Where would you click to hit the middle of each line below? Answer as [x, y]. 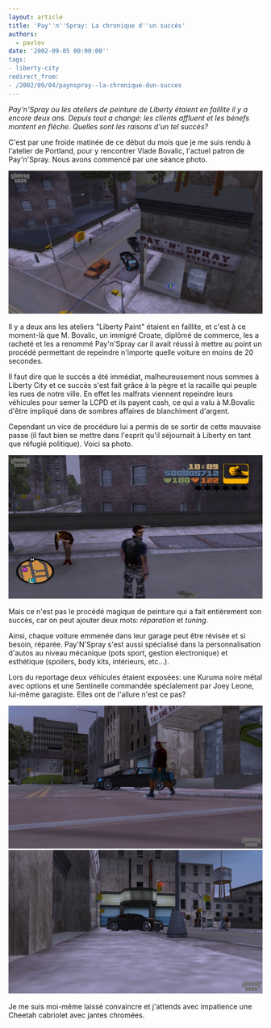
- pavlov [30, 43]
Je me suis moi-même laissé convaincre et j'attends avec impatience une [130, 1006]
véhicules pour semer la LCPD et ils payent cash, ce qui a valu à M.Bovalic [132, 402]
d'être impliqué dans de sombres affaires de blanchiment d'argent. [119, 411]
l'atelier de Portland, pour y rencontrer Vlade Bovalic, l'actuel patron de [127, 150]
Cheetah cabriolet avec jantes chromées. [77, 1015]
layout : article [35, 17]
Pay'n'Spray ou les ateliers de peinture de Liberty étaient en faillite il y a [128, 109]
